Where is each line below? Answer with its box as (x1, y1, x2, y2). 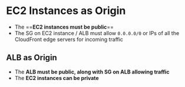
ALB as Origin (6, 53, 57, 62)
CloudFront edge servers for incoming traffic (14, 36, 124, 43)
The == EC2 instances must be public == (14, 23, 114, 30)
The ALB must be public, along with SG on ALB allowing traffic (14, 68, 170, 75)
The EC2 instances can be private (14, 74, 99, 81)
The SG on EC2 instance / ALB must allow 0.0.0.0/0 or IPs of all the (14, 29, 180, 36)
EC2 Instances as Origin (6, 4, 126, 18)
